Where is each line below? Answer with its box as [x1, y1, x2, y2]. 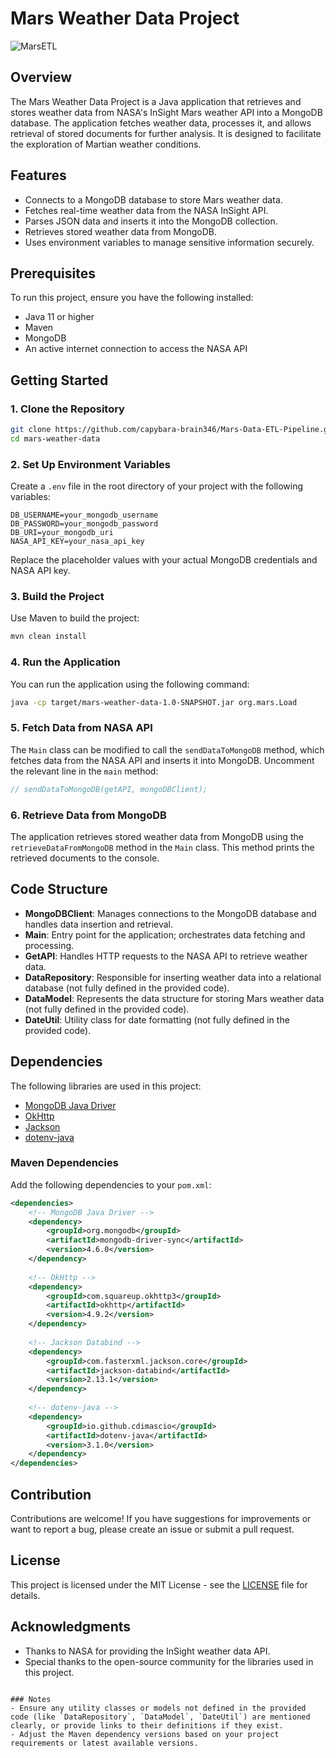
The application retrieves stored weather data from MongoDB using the [10, 830, 304, 842]
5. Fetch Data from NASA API [10, 721, 153, 735]
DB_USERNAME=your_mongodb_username [10, 510, 159, 521]
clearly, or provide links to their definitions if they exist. [10, 1720, 284, 1731]
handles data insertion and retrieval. [24, 918, 174, 930]
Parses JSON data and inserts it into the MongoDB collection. [24, 215, 278, 227]
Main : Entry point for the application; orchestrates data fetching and [24, 928, 306, 941]
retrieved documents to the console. [10, 852, 160, 864]
